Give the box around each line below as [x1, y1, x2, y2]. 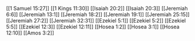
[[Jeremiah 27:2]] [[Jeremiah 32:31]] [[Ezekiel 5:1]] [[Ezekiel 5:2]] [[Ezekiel [6, 17, 186, 24]
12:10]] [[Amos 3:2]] [6, 29, 55, 36]
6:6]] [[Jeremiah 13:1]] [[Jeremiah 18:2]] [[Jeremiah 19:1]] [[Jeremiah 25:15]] [6, 11, 190, 18]
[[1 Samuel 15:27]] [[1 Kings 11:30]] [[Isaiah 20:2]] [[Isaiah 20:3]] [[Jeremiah [6, 5, 188, 12]
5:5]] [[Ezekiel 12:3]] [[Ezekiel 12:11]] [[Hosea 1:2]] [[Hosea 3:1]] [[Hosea [6, 23, 180, 30]
